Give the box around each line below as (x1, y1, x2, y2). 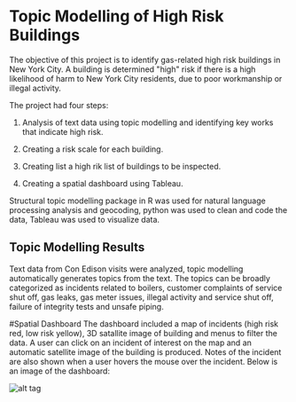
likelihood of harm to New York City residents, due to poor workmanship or (9, 73, 283, 83)
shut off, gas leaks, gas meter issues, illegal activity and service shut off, (9, 291, 275, 303)
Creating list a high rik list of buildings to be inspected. (21, 161, 222, 171)
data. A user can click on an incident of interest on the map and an (9, 337, 253, 348)
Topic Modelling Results (9, 240, 145, 255)
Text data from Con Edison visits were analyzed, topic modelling (9, 264, 244, 274)
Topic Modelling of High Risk (9, 6, 224, 27)
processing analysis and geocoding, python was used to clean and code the (9, 204, 288, 215)
